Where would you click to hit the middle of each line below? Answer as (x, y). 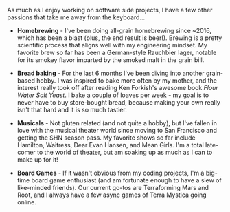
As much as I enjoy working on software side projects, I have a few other (110, 10)
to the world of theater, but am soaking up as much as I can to (125, 152)
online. (26, 202)
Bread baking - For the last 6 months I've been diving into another (111, 73)
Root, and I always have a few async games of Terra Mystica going (112, 195)
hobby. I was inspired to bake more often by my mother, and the (127, 81)
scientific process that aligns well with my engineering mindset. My (112, 45)
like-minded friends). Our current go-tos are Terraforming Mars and (113, 188)
